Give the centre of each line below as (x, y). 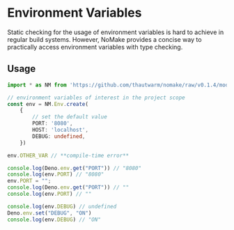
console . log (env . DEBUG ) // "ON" (54, 220)
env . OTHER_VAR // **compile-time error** (68, 155)
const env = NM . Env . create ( (48, 104)
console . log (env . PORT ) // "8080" (56, 175)
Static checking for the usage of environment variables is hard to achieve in (116, 32)
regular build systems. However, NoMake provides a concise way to (104, 39)
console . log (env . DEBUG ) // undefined (62, 206)
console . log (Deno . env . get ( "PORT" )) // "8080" (74, 168)
